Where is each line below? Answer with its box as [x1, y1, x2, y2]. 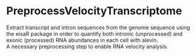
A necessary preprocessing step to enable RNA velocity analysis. [6, 43, 168, 50]
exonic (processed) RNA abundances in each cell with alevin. [6, 36, 159, 43]
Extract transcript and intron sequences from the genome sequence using [6, 24, 191, 31]
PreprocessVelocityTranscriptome [6, 4, 182, 18]
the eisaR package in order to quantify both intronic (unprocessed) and [6, 30, 183, 37]
